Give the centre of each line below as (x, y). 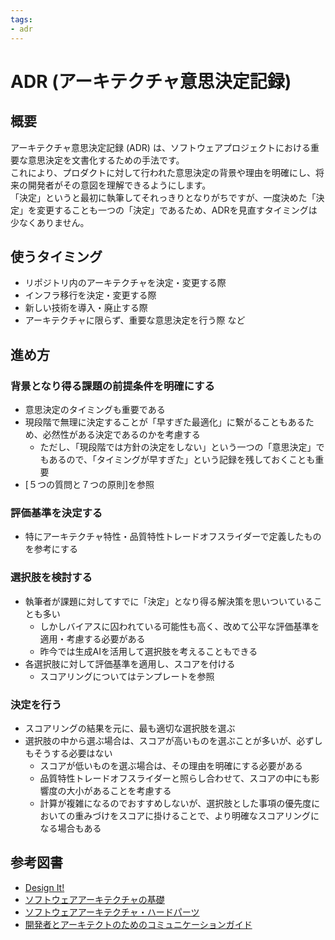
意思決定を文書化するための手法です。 (106, 160)
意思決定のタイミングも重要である (95, 409)
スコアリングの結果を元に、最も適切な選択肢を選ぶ (130, 728)
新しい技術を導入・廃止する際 (86, 308)
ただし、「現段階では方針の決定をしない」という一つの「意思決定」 (178, 447)
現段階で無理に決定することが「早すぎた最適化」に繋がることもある (165, 422)
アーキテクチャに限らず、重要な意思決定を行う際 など (135, 320)
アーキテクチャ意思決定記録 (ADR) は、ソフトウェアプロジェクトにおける (160, 147)
